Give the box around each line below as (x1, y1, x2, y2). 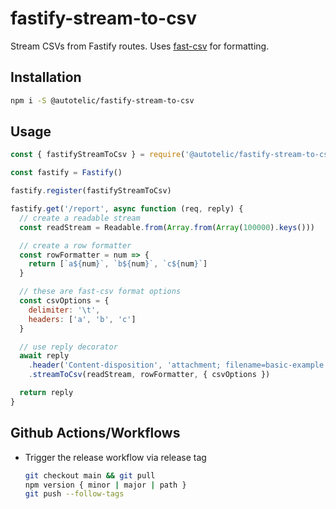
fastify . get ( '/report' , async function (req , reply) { (10, 204, 244, 214)
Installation (10, 69, 82, 86)
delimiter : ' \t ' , (28, 305, 101, 315)
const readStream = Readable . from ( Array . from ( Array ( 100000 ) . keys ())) (19, 222, 315, 232)
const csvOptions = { (19, 296, 110, 306)
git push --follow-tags (24, 489, 125, 499)
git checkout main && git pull (24, 470, 156, 481)
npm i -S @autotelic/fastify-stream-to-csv (10, 95, 195, 106)
